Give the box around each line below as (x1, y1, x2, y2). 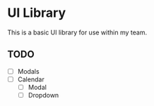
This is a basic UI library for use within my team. (7, 28, 147, 37)
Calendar (17, 75, 45, 84)
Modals (17, 67, 40, 75)
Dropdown (28, 91, 59, 99)
